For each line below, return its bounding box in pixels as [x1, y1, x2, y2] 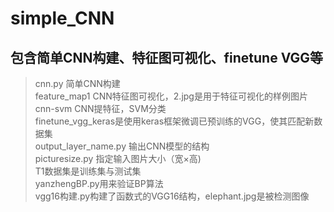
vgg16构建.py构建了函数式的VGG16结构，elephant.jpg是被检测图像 [34, 190, 310, 202]
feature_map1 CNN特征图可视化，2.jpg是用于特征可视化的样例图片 [34, 90, 308, 102]
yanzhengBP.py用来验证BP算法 [34, 178, 164, 189]
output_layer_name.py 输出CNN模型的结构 [34, 140, 210, 152]
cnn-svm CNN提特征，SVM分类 [34, 103, 167, 114]
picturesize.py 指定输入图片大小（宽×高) [34, 153, 202, 164]
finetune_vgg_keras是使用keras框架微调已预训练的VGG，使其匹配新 [34, 115, 315, 127]
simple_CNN [10, 7, 115, 30]
